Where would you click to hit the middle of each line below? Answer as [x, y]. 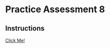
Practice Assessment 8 [55, 9]
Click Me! [15, 40]
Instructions [25, 28]
